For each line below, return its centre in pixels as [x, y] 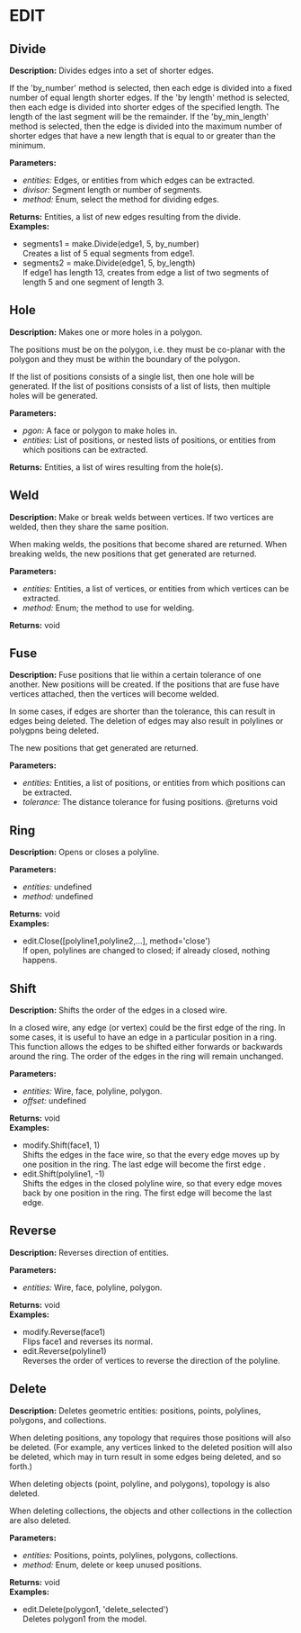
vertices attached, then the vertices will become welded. [114, 694]
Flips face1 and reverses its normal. [88, 1341]
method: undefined [58, 897]
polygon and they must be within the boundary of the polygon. [125, 359]
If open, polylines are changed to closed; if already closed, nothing [146, 951]
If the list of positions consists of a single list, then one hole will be [132, 376]
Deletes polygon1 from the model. [84, 1619]
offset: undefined [54, 1101]
